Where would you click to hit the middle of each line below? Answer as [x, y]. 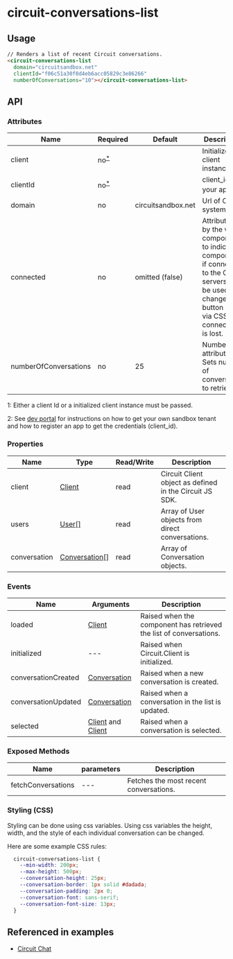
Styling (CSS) [31, 811]
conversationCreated [45, 677]
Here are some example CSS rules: [57, 846]
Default [165, 139]
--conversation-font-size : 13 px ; [68, 904]
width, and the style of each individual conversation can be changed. [106, 833]
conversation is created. [180, 682]
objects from [181, 519]
